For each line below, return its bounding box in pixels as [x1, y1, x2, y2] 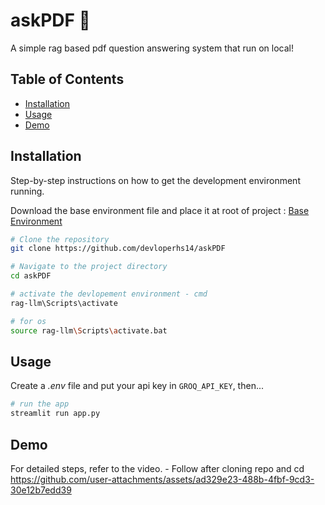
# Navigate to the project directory [10, 262, 168, 272]
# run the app [10, 399, 70, 409]
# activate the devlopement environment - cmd [10, 289, 208, 299]
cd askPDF [10, 271, 52, 281]
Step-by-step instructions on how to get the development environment [10, 174, 301, 186]
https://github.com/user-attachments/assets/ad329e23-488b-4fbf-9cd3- [10, 473, 315, 485]
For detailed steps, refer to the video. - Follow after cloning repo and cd [10, 462, 305, 474]
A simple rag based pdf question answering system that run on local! [10, 42, 294, 54]
